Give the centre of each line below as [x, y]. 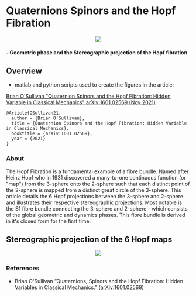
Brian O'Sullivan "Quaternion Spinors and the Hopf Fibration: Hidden [88, 96]
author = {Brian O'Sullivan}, [48, 118]
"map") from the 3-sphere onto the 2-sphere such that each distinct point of [98, 184]
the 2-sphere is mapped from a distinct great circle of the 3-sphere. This [94, 190]
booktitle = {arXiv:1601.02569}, [52, 134]
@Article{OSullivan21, [34, 113]
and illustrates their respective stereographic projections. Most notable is [94, 202]
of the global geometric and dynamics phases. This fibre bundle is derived [96, 215]
